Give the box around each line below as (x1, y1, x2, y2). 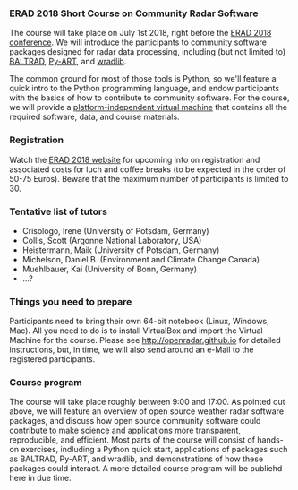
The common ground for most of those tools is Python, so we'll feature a (9, 73, 277, 84)
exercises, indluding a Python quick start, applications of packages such (21, 444, 288, 455)
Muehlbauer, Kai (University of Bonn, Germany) (21, 263, 198, 274)
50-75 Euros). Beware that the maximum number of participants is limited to (9, 173, 289, 184)
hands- (257, 434, 284, 445)
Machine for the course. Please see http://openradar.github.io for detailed (9, 335, 282, 346)
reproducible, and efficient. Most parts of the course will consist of (9, 434, 256, 445)
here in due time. (9, 473, 72, 484)
